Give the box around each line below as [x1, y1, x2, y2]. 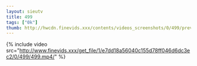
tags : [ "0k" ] [6, 19, 38, 25]
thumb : [6, 25, 22, 31]
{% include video [6, 41, 48, 48]
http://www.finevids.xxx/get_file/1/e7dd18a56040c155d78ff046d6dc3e [19, 47, 191, 54]
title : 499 [6, 14, 33, 20]
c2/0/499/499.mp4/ [6, 53, 55, 60]
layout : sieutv [6, 8, 43, 15]
